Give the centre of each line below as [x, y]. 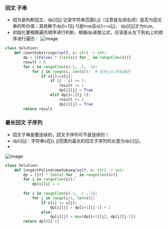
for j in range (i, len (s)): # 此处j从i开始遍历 [81, 71]
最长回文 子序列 [24, 123]
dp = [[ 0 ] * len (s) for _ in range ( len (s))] [70, 175]
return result [38, 109]
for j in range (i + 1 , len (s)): [63, 198]
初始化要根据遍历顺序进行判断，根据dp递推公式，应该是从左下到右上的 [86, 32]
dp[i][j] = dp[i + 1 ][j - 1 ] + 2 [80, 207]
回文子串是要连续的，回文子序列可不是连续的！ [61, 135]
